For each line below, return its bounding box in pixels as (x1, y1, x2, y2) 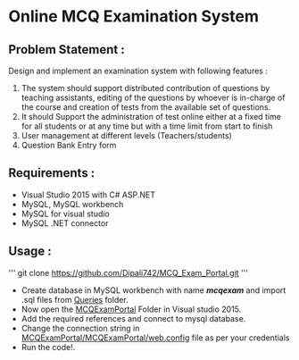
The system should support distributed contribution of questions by (21, 83, 270, 93)
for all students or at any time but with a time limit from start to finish (21, 121, 273, 131)
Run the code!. (21, 341, 76, 352)
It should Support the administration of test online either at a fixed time (21, 112, 282, 121)
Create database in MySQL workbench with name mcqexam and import (21, 284, 287, 296)
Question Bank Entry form (21, 140, 117, 150)
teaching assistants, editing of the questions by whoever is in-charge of (21, 92, 286, 103)
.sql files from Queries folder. (21, 294, 129, 305)
